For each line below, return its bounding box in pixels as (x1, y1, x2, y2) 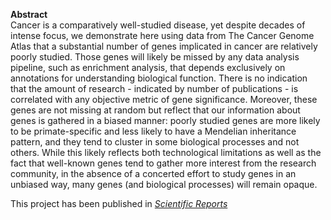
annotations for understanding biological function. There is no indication (10, 72, 308, 84)
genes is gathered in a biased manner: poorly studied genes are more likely (10, 115, 321, 126)
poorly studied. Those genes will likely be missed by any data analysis (10, 51, 300, 63)
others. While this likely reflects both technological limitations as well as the (10, 147, 322, 158)
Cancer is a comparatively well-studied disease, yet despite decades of (10, 19, 306, 31)
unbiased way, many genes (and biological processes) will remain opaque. (10, 179, 318, 190)
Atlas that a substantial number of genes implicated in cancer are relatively (10, 40, 318, 52)
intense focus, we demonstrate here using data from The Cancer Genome (10, 30, 315, 41)
